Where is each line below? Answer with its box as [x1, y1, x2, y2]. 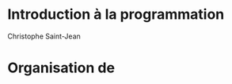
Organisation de [7, 59, 116, 77]
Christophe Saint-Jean [7, 31, 81, 41]
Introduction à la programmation [7, 5, 225, 24]
